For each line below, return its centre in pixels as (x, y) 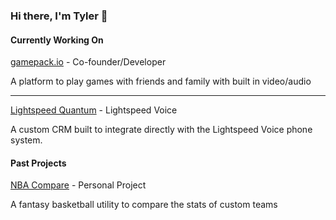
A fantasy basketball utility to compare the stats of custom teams (144, 205)
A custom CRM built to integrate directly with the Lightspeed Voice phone (161, 130)
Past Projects (38, 163)
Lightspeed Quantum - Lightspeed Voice (94, 110)
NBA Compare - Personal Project (78, 185)
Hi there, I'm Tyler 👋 (59, 16)
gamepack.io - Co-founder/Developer (88, 62)
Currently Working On (57, 40)
